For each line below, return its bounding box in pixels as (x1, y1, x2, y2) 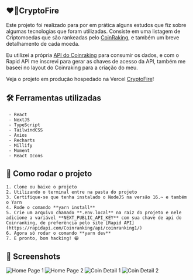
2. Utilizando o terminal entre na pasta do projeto (6, 189, 137, 195)
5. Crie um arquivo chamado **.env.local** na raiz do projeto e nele (6, 210, 182, 216)
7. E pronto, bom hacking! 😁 (6, 235, 79, 241)
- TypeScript (8, 122, 41, 128)
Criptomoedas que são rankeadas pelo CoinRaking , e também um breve (6, 33, 180, 41)
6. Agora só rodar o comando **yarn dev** (6, 230, 111, 237)
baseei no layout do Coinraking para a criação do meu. (6, 64, 139, 71)
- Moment (8, 147, 30, 153)
